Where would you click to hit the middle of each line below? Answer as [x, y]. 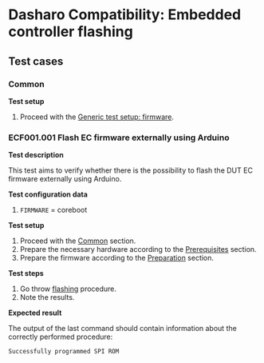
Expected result [35, 313]
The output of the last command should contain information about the [122, 329]
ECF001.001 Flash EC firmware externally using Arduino [119, 138]
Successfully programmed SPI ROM [64, 352]
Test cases [36, 61]
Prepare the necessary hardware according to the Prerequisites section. [138, 249]
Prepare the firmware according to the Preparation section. [116, 258]
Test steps [26, 273]
